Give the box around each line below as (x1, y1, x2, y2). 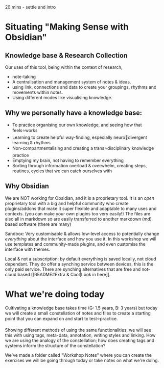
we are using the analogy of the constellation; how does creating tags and (5, 337, 155, 343)
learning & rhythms (12, 139, 51, 145)
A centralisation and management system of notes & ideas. (12, 79, 131, 85)
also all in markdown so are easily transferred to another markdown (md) (5, 216, 152, 222)
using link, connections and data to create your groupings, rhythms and (12, 84, 157, 90)
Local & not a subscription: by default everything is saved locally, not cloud (5, 256, 157, 262)
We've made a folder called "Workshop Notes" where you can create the (5, 352, 152, 358)
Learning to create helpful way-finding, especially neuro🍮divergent (12, 134, 147, 140)
